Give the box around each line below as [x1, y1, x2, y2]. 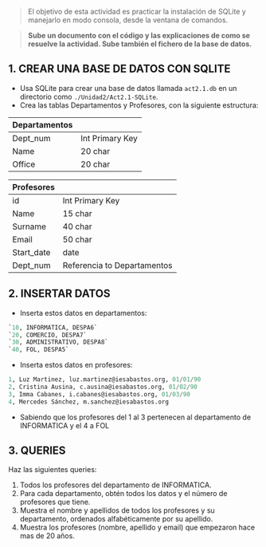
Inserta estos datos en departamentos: [19, 308, 147, 317]
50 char [62, 234, 92, 245]
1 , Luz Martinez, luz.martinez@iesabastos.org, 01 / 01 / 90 [8, 376, 201, 384]
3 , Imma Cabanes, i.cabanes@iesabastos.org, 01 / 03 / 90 [8, 390, 191, 398]
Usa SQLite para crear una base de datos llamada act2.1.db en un [19, 83, 237, 92]
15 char [62, 207, 92, 218]
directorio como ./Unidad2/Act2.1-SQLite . [19, 92, 158, 101]
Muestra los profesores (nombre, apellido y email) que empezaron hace [19, 522, 256, 533]
